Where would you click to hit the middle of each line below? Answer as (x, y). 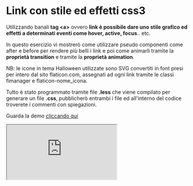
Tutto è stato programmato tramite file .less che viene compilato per (88, 92)
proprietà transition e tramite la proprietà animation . (70, 57)
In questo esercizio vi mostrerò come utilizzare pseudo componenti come (94, 44)
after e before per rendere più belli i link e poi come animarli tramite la (90, 50)
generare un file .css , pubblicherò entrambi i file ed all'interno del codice (94, 98)
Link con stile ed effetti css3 (76, 11)
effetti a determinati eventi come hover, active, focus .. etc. (78, 33)
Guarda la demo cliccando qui (42, 116)
